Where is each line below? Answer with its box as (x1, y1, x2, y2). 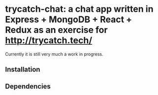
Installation (5, 65, 40, 74)
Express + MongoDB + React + (5, 14, 132, 25)
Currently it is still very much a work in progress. (5, 51, 103, 57)
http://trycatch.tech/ (5, 35, 93, 46)
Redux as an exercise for (5, 25, 108, 35)
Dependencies (5, 82, 51, 91)
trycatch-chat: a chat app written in (5, 3, 154, 15)
